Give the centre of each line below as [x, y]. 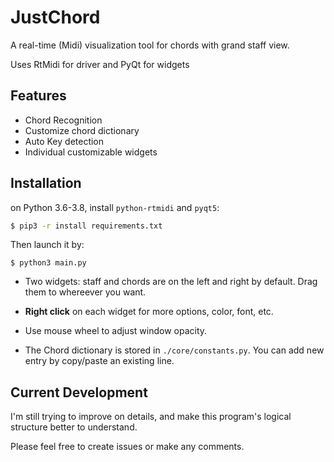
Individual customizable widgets [91, 152]
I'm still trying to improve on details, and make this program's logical [151, 417]
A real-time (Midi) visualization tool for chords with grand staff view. [150, 45]
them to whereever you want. [85, 292]
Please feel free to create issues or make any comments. [127, 447]
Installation [46, 183]
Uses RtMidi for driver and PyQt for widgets [100, 64]
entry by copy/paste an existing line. [99, 361]
